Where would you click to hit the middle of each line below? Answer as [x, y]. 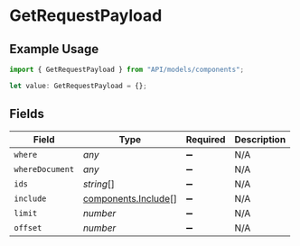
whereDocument [44, 169]
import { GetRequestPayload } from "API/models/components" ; [127, 69]
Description [260, 139]
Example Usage [54, 49]
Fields [27, 114]
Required [206, 139]
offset [28, 228]
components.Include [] [130, 198]
